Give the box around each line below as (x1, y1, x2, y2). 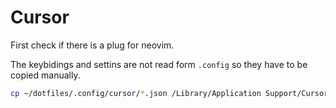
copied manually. (10, 69, 81, 81)
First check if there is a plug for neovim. (10, 39, 175, 51)
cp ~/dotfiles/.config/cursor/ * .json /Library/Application (10, 88, 262, 98)
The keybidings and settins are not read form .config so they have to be (10, 58, 308, 70)
